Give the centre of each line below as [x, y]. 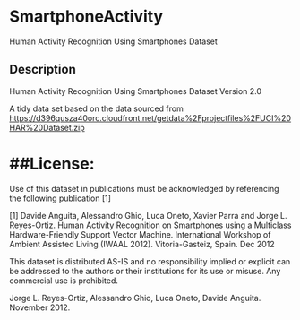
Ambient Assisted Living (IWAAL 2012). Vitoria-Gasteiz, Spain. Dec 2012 [142, 244]
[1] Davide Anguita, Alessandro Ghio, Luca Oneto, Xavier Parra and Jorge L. [148, 215]
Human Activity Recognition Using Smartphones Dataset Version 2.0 [136, 91]
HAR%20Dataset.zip [47, 127]
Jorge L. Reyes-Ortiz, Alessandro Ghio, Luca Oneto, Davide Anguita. [135, 298]
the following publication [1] [60, 198]
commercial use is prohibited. [64, 281]
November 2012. [40, 307]
